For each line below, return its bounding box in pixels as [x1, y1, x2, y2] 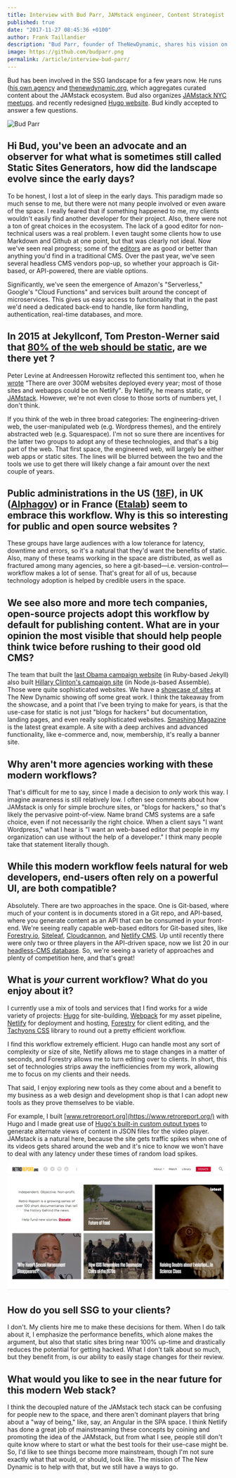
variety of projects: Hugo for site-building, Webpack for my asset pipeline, [7, 1011, 222, 1020]
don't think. [7, 401, 41, 410]
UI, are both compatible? [7, 883, 117, 895]
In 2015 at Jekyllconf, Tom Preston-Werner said [7, 331, 220, 343]
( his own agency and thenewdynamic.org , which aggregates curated [7, 83, 206, 91]
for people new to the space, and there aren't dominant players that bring [7, 1410, 220, 1419]
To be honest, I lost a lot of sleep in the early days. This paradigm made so [7, 191, 223, 200]
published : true [7, 18, 55, 26]
